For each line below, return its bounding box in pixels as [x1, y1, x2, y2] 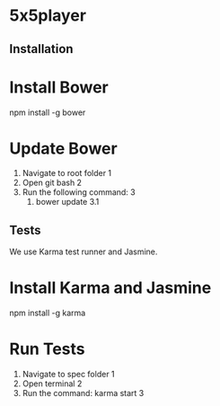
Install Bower [9, 77, 110, 97]
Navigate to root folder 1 [22, 168, 112, 179]
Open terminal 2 [22, 378, 83, 389]
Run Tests [9, 339, 85, 359]
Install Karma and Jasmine [9, 278, 212, 298]
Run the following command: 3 [22, 187, 136, 198]
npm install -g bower [9, 107, 86, 118]
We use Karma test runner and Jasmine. [9, 246, 158, 257]
